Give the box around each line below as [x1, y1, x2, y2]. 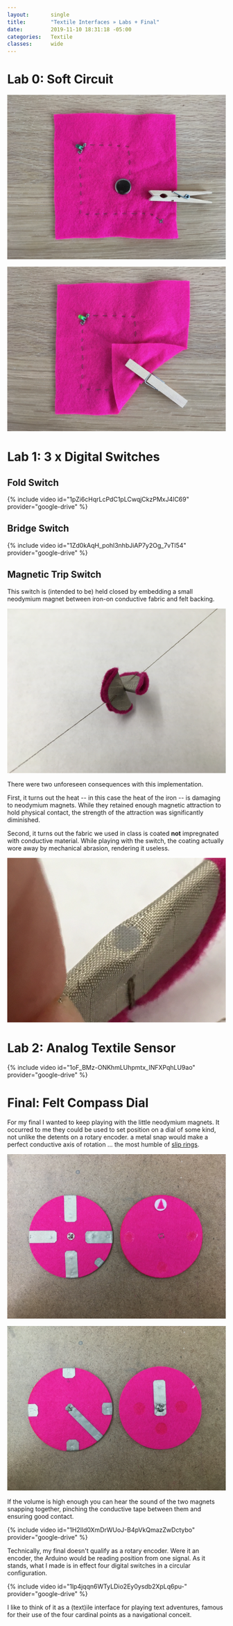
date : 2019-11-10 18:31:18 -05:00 [7, 26, 132, 33]
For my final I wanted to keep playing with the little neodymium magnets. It [7, 1118, 220, 1126]
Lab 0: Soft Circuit [7, 72, 114, 87]
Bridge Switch [7, 523, 69, 535]
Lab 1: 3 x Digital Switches [7, 449, 160, 465]
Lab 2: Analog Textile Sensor [7, 1040, 176, 1056]
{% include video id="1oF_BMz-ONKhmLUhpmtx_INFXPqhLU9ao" [7, 1063, 196, 1071]
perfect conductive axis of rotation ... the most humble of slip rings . [7, 1140, 200, 1149]
